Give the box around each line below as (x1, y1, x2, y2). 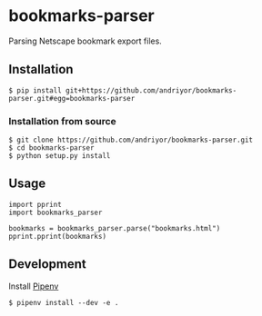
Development (8, 256, 87, 272)
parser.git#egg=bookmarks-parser (8, 94, 136, 103)
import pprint (8, 200, 63, 209)
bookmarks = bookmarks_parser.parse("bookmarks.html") (8, 223, 221, 232)
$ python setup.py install (8, 152, 111, 161)
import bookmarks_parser (8, 208, 103, 217)
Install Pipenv (8, 281, 59, 291)
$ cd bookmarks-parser (8, 143, 95, 153)
